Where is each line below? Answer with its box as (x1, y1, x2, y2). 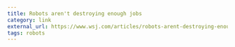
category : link (7, 17, 52, 23)
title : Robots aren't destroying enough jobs (7, 10, 142, 17)
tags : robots (7, 29, 45, 37)
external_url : (7, 23, 49, 30)
